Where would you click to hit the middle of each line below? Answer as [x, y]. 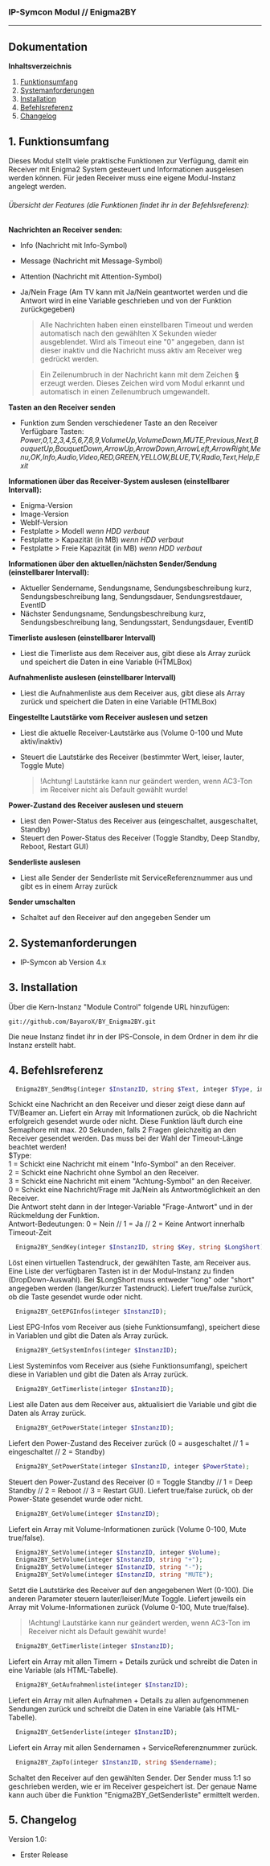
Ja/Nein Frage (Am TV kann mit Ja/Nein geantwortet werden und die [134, 292]
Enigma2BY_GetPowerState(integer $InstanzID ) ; [95, 1427]
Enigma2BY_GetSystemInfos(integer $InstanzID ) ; [97, 1351]
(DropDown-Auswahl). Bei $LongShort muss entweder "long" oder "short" [131, 1280]
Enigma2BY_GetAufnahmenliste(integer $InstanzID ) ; [102, 1685]
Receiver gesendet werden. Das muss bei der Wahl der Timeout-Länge [126, 1138]
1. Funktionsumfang [59, 141]
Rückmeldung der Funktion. [54, 1216]
